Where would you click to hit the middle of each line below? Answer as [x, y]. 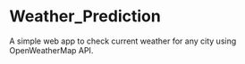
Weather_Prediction [85, 16]
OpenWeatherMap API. [51, 50]
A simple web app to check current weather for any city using [123, 41]
